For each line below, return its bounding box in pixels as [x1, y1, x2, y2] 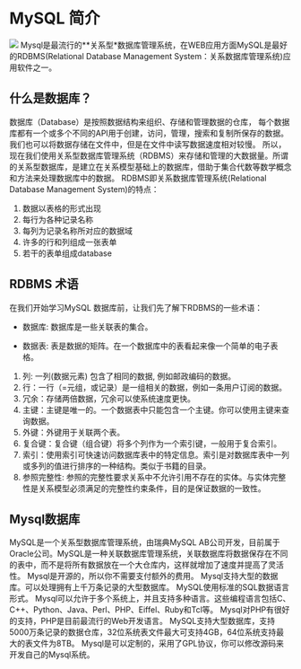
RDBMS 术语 [9, 277, 79, 292]
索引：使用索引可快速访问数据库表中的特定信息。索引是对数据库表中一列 [21, 449, 289, 460]
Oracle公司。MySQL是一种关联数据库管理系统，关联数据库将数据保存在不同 [9, 549, 288, 559]
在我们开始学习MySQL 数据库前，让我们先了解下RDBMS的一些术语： [9, 302, 263, 312]
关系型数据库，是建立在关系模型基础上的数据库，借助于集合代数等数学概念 [16, 161, 292, 172]
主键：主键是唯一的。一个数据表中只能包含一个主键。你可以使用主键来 [21, 404, 282, 415]
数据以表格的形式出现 [21, 203, 101, 214]
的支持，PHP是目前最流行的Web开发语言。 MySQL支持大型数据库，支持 [9, 616, 276, 627]
